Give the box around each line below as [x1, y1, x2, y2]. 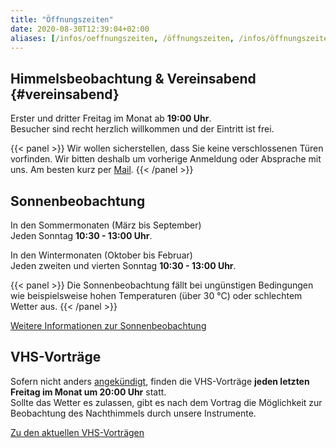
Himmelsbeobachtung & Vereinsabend [10, 70, 257, 87]
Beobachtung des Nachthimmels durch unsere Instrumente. [10, 407, 257, 419]
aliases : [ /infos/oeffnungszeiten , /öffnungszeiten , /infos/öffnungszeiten [10, 33, 333, 43]
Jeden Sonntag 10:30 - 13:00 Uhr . [10, 230, 153, 241]
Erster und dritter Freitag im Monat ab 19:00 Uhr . [10, 112, 212, 125]
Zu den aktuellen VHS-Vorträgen [10, 426, 145, 438]
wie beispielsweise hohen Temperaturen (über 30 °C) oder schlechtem [10, 290, 303, 301]
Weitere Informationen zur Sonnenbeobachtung [10, 320, 207, 331]
